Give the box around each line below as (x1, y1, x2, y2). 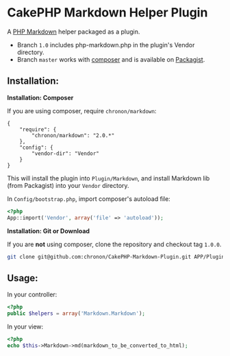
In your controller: (7, 290, 57, 299)
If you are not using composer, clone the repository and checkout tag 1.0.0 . (7, 240, 222, 248)
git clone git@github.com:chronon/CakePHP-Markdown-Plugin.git (7, 253, 192, 260)
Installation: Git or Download (7, 226, 90, 235)
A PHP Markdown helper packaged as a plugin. (7, 27, 140, 36)
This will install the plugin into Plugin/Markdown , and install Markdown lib (7, 174, 210, 182)
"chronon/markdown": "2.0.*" (31, 132, 115, 139)
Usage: (7, 272, 39, 284)
